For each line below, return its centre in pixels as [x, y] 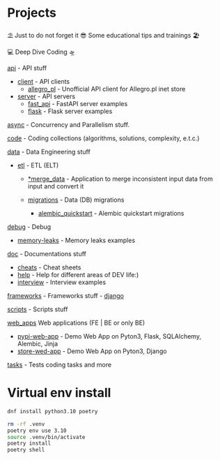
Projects [32, 13]
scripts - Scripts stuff [38, 309]
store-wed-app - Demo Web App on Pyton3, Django [92, 351]
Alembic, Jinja [38, 343]
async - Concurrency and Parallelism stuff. [69, 124]
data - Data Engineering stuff [49, 151]
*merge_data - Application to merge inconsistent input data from [120, 179]
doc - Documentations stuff [47, 253]
